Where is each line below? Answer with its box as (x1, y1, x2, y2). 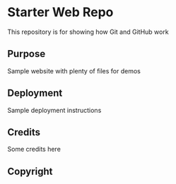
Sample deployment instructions (7, 106, 102, 114)
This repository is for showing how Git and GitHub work (7, 27, 169, 36)
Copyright (7, 165, 53, 177)
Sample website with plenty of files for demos (7, 66, 141, 75)
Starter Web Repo (7, 4, 114, 20)
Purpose (7, 48, 46, 60)
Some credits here (7, 145, 61, 154)
